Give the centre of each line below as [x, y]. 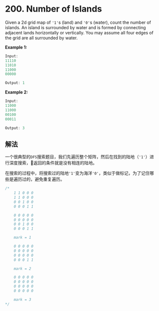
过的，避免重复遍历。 [43, 179]
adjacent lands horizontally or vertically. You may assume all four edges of [79, 33]
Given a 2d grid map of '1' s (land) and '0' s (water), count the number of [78, 22]
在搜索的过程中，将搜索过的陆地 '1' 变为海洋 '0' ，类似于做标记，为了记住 [77, 173]
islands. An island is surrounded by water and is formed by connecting [76, 27]
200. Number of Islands [54, 9]
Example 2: [16, 92]
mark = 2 [23, 269]
